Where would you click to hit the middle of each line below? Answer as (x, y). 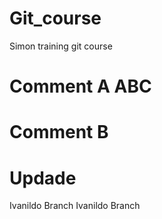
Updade (43, 178)
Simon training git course (61, 46)
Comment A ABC (80, 86)
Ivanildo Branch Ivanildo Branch (75, 206)
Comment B (59, 132)
